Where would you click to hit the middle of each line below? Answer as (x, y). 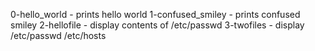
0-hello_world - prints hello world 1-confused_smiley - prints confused (155, 14)
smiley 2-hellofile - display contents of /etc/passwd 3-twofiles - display (157, 25)
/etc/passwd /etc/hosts (58, 35)
